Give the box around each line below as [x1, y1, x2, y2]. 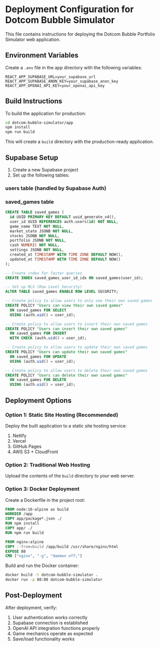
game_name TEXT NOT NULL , [10, 224, 65, 229]
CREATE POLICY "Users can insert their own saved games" [5, 326, 128, 331]
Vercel [12, 438, 26, 444]
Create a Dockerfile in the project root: [5, 497, 85, 503]
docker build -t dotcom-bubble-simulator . [5, 573, 98, 578]
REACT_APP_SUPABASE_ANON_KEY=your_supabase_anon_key [5, 78, 119, 84]
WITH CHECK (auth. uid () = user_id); [10, 335, 87, 341]
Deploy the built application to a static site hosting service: [5, 422, 127, 428]
